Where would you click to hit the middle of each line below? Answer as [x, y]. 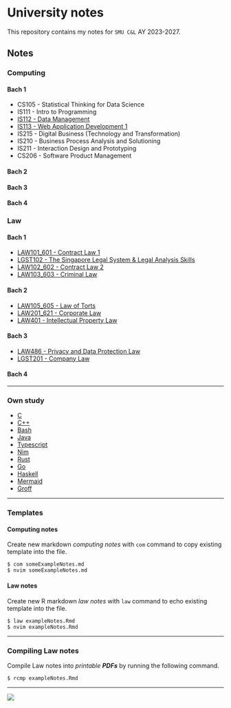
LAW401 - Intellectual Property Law [67, 320]
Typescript [32, 444]
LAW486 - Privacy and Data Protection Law [79, 351]
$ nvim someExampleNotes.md [47, 570]
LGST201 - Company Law [53, 358]
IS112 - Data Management [53, 119]
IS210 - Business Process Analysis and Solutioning [89, 141]
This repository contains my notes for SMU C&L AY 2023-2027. [94, 32]
